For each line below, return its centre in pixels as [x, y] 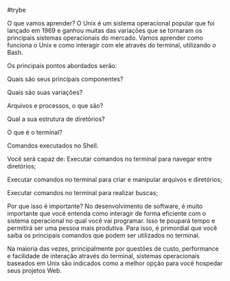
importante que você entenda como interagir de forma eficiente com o [107, 213]
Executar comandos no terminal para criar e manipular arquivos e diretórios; [115, 179]
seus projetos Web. [34, 270]
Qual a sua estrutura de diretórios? [56, 119]
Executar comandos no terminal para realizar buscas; [83, 193]
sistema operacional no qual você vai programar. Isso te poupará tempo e [111, 221]
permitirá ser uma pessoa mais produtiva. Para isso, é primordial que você [112, 228]
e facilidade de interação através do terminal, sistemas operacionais [104, 256]
